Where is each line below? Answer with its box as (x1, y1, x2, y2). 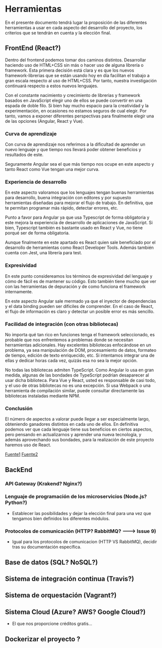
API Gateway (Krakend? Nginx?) (5, 480, 82, 487)
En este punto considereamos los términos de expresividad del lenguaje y (5, 273, 153, 279)
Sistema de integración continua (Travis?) (5, 574, 134, 583)
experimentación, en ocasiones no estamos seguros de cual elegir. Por (5, 108, 147, 114)
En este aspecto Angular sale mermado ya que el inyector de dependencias (5, 298, 156, 304)
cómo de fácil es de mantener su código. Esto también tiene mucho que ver (5, 278, 157, 284)
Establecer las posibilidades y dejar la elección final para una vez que (12, 510, 151, 516)
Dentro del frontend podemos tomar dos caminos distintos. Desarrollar (5, 57, 146, 63)
